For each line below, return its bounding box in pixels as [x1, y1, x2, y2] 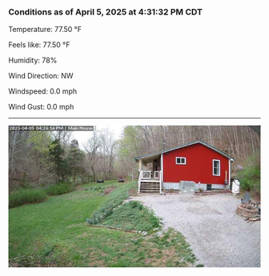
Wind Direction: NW [8, 71, 74, 81]
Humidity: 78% [8, 55, 58, 66]
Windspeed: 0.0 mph [8, 86, 78, 96]
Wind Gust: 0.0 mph [8, 102, 74, 112]
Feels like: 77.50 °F [8, 40, 70, 50]
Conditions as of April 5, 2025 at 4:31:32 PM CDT [8, 6, 203, 18]
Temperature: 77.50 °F [8, 25, 82, 34]
